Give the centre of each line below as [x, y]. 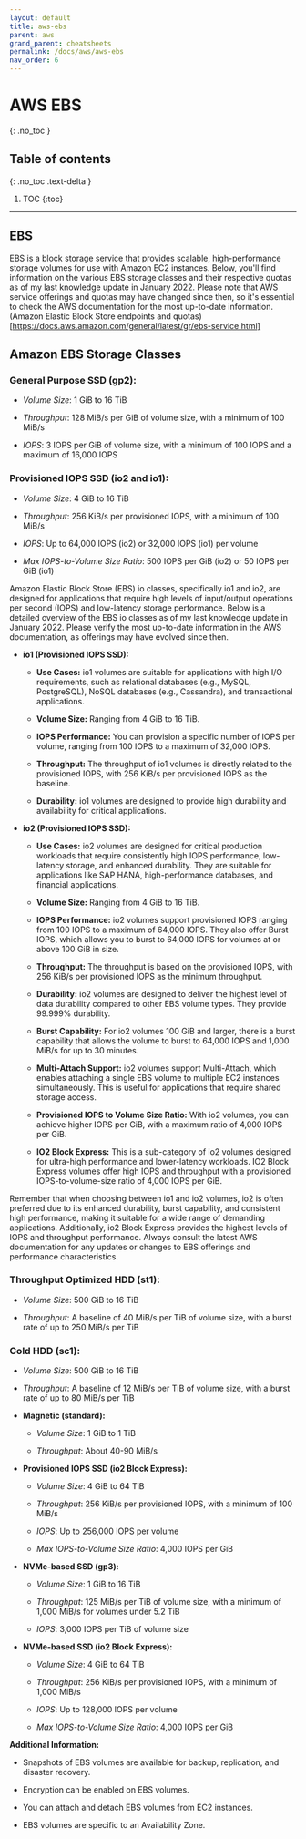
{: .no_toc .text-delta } [51, 181]
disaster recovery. [56, 1772]
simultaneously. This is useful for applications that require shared [158, 1087]
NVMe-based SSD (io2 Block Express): [97, 1647]
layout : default [40, 18]
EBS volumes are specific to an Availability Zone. [114, 1825]
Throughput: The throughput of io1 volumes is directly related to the [164, 764]
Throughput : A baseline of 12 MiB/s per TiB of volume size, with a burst [156, 1388]
